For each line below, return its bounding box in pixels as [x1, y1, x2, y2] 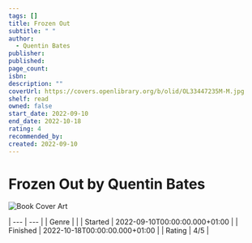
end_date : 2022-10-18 [8, 117, 82, 126]
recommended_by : [8, 132, 63, 140]
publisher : [8, 49, 45, 58]
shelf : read [8, 95, 49, 103]
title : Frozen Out [8, 19, 70, 28]
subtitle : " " [8, 27, 57, 35]
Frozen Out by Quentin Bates [8, 175, 206, 193]
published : [8, 58, 45, 66]
